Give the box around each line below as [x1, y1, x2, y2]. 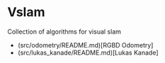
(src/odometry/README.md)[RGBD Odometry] [17, 41, 154, 49]
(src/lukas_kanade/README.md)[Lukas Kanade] [17, 48, 159, 57]
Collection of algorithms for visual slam [7, 27, 122, 36]
